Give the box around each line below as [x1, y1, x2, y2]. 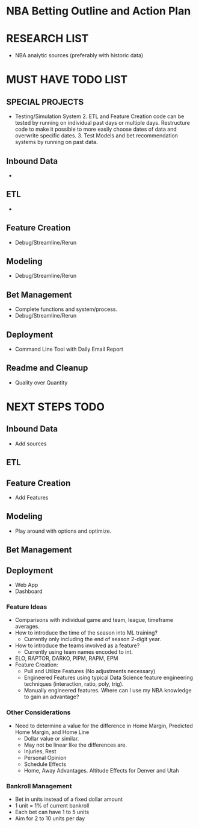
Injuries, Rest [23, 747, 57, 754]
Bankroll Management [6, 782, 72, 790]
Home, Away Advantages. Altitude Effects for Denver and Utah [23, 767, 179, 774]
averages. [14, 623, 40, 630]
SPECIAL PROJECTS [6, 96, 84, 107]
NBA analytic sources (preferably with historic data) [14, 52, 144, 59]
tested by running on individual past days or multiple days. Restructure [14, 119, 191, 127]
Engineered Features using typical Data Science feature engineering [23, 674, 194, 682]
